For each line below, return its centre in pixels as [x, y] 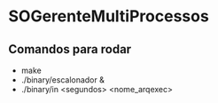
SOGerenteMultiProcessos [109, 16]
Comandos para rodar [70, 49]
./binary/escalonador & [63, 80]
